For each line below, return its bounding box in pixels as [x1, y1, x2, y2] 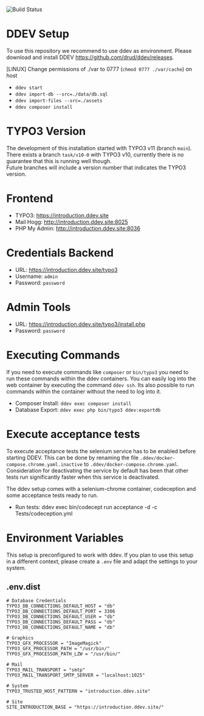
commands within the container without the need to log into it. [6, 388, 161, 395]
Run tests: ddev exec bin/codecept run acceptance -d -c [15, 503, 158, 510]
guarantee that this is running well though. [6, 157, 112, 164]
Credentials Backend [6, 246, 114, 260]
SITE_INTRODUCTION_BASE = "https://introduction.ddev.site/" [6, 704, 165, 711]
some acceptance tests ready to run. [6, 492, 98, 499]
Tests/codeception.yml [15, 510, 73, 517]
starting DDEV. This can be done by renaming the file [6, 454, 139, 461]
